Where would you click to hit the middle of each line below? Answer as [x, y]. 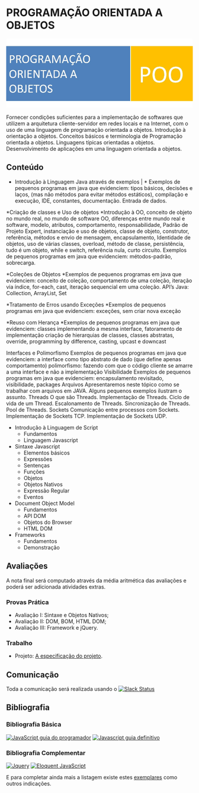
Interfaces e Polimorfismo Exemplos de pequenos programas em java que [96, 353]
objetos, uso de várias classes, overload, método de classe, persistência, [95, 244]
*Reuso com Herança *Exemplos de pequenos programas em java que [93, 322]
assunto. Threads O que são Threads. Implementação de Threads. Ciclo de [98, 397]
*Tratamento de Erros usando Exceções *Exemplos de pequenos [86, 304]
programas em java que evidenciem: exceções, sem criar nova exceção [94, 311]
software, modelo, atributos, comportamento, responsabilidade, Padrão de [97, 225]
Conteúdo [25, 167]
